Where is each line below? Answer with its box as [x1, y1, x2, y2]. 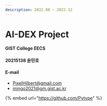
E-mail [5, 69, 19, 75]
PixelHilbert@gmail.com [12, 80, 62, 86]
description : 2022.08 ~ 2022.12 [5, 7, 72, 12]
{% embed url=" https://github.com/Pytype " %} [5, 95, 102, 101]
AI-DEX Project [5, 28, 69, 40]
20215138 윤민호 [5, 58, 39, 63]
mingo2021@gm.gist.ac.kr [12, 86, 66, 92]
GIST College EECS [5, 45, 46, 51]
